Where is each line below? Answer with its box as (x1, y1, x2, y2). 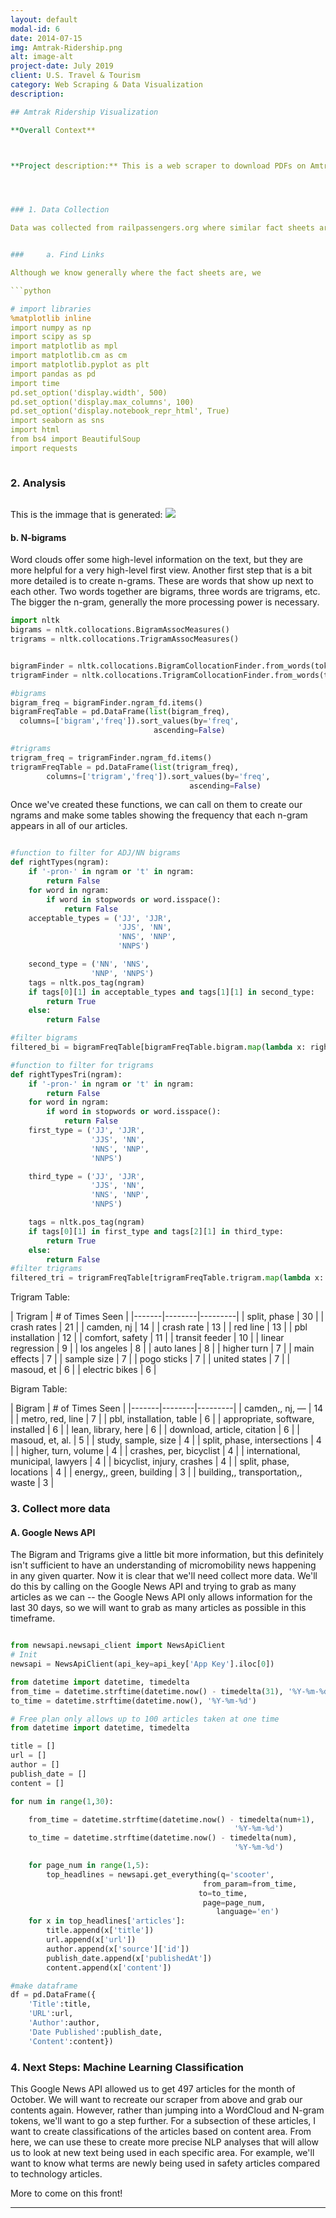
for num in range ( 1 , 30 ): (10, 1796, 114, 1806)
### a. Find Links (10, 250, 105, 260)
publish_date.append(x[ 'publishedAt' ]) (46, 1953, 213, 1963)
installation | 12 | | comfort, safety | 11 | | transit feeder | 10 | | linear (10, 1332, 285, 1344)
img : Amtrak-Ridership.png (10, 42, 123, 53)
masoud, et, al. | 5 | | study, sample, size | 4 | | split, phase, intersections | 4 (10, 1434, 322, 1446)
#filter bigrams (10, 1033, 78, 1043)
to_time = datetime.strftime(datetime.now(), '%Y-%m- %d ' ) (10, 1696, 257, 1706)
